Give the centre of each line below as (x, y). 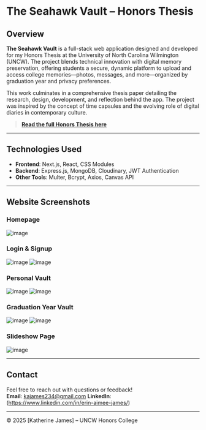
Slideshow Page (31, 336)
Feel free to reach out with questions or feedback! (70, 390)
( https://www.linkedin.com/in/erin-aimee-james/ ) (68, 402)
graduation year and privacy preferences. (59, 81)
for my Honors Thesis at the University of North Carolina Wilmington (93, 55)
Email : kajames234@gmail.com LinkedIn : (59, 396)
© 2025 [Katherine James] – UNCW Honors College (72, 420)
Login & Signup (29, 249)
